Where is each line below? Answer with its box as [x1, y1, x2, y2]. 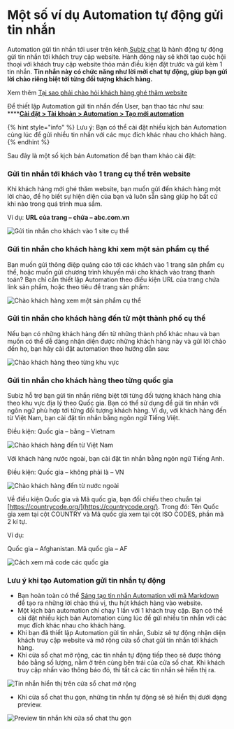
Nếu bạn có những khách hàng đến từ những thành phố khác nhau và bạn [7, 329, 220, 338]
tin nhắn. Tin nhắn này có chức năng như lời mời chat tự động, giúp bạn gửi [7, 67, 228, 76]
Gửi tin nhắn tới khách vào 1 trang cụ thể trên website [7, 169, 191, 179]
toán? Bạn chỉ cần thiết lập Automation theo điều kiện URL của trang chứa [7, 275, 220, 284]
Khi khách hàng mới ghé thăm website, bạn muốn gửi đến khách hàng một [7, 185, 221, 193]
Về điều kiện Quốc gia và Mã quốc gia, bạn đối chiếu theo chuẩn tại [7, 495, 202, 504]
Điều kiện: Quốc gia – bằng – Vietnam [7, 427, 115, 436]
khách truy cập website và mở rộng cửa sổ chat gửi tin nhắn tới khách [17, 636, 219, 644]
